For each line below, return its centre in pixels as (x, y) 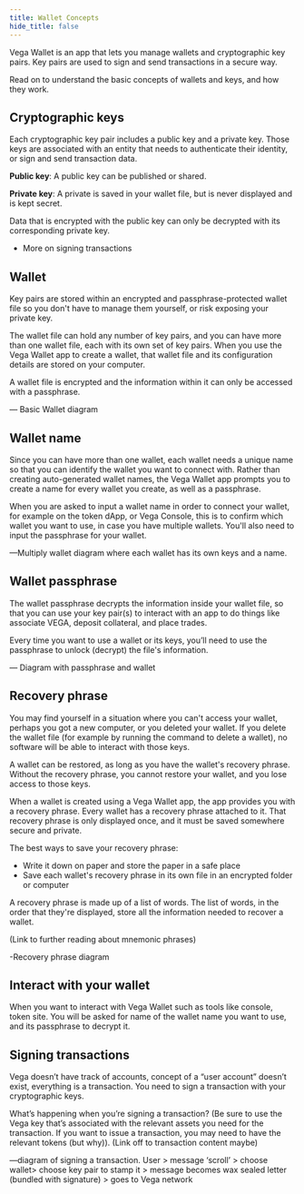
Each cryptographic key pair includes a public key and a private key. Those (150, 139)
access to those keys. (50, 784)
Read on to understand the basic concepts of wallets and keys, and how (144, 79)
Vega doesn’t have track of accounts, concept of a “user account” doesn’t (148, 1077)
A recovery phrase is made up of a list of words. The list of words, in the (144, 902)
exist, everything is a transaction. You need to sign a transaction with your (147, 1087)
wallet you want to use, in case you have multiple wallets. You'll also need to (152, 525)
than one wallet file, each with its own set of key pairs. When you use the (146, 345)
